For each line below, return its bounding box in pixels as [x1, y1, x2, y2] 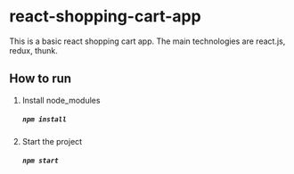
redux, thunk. [9, 45, 58, 55]
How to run [9, 71, 72, 87]
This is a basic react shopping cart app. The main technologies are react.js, [9, 36, 286, 46]
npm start [21, 156, 60, 166]
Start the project [21, 136, 83, 146]
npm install [21, 115, 67, 124]
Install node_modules [21, 95, 101, 105]
